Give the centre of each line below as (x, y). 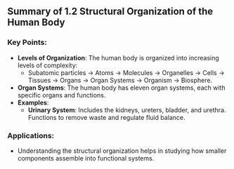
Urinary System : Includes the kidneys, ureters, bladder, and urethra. (127, 110)
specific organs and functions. (61, 95)
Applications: (31, 135)
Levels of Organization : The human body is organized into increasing (118, 58)
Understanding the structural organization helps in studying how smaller (122, 151)
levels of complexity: (47, 65)
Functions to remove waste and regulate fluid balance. (106, 117)
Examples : (33, 102)
